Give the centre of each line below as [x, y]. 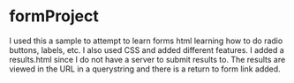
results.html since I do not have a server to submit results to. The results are [147, 59]
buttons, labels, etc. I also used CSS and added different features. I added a [147, 49]
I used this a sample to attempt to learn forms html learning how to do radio [146, 41]
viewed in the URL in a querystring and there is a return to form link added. [145, 69]
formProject [54, 16]
